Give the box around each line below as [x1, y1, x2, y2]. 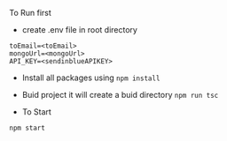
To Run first [9, 8, 51, 18]
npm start [9, 123, 46, 132]
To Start [21, 107, 51, 117]
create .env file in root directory [21, 25, 137, 34]
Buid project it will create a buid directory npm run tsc [21, 90, 219, 100]
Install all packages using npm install [21, 72, 160, 83]
